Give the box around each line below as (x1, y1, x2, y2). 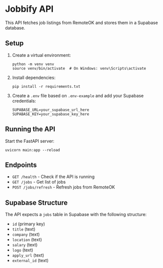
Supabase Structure (5, 198, 68, 207)
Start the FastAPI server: (5, 138, 55, 144)
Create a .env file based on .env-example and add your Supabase (12, 92, 144, 99)
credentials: (12, 98, 36, 104)
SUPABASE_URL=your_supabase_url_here (12, 107, 90, 112)
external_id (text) (12, 258, 49, 264)
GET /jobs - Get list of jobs (12, 179, 66, 185)
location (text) (12, 237, 43, 242)
